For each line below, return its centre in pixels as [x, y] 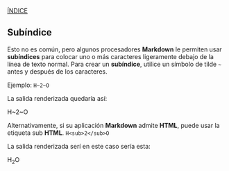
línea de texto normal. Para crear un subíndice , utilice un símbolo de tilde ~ [114, 64]
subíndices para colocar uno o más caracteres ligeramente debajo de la [110, 56]
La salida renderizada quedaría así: [57, 98]
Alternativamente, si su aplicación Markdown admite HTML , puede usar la [113, 125]
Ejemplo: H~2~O [28, 85]
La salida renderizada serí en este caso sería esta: [79, 146]
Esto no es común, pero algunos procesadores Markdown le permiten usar [114, 49]
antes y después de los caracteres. [57, 71]
